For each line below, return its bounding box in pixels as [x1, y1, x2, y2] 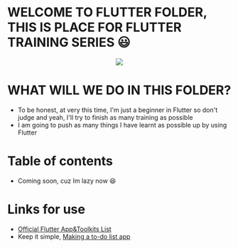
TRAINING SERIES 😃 [7, 35, 131, 50]
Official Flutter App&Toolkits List [17, 225, 112, 233]
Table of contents [7, 153, 114, 169]
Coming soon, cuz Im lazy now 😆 [17, 176, 117, 185]
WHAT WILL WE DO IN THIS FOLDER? [7, 82, 232, 98]
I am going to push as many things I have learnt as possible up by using [17, 120, 227, 129]
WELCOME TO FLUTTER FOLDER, [7, 4, 207, 21]
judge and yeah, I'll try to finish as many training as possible [17, 113, 193, 121]
